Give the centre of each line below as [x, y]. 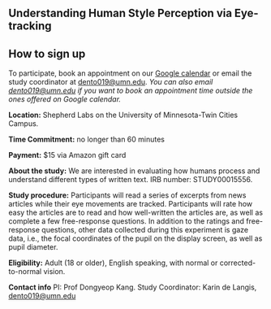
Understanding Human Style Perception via [120, 13]
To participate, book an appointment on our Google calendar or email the [130, 73]
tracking [30, 26]
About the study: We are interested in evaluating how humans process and [134, 171]
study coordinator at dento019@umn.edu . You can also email [111, 82]
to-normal [25, 272]
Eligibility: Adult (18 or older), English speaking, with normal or [113, 263]
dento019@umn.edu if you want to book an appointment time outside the [131, 91]
